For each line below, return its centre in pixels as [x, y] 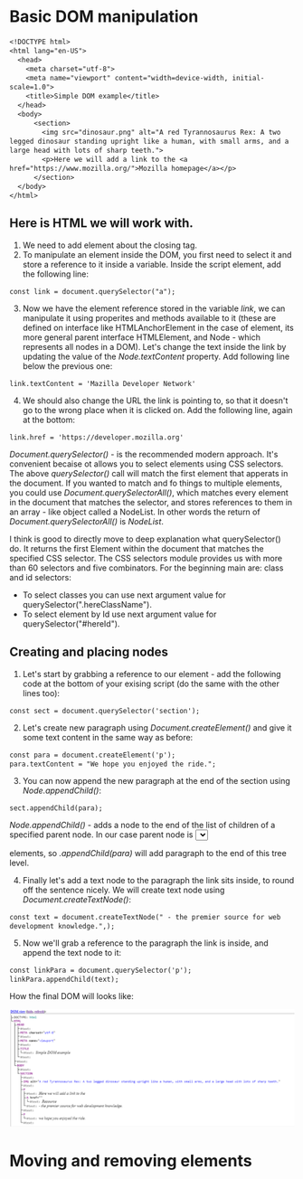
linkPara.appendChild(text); [64, 979]
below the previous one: [67, 366]
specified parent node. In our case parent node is [101, 835]
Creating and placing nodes [89, 652]
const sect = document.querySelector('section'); [105, 711]
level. [19, 863]
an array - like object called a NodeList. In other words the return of [135, 512]
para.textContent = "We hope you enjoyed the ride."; [113, 764]
